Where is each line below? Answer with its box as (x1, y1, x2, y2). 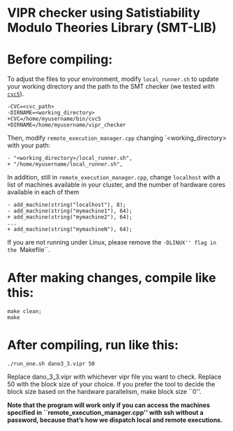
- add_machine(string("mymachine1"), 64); (7, 207, 133, 214)
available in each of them (7, 188, 80, 196)
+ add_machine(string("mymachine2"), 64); (7, 214, 133, 221)
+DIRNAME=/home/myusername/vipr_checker (7, 122, 127, 129)
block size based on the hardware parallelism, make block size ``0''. (7, 388, 202, 395)
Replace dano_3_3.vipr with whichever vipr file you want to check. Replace (7, 372, 222, 381)
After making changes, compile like (7, 270, 216, 286)
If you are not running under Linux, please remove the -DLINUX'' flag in (7, 238, 217, 247)
